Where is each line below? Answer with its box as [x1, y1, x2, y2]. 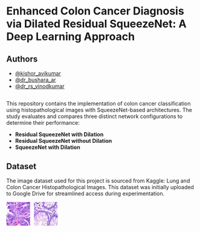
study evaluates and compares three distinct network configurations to [6, 113, 183, 120]
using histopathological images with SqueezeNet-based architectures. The [6, 107, 192, 114]
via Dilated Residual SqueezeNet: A [6, 17, 187, 31]
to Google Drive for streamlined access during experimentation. [6, 190, 165, 197]
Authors [6, 54, 38, 64]
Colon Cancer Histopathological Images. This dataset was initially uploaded [6, 184, 195, 191]
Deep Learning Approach [6, 30, 135, 43]
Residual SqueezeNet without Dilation [15, 137, 112, 145]
